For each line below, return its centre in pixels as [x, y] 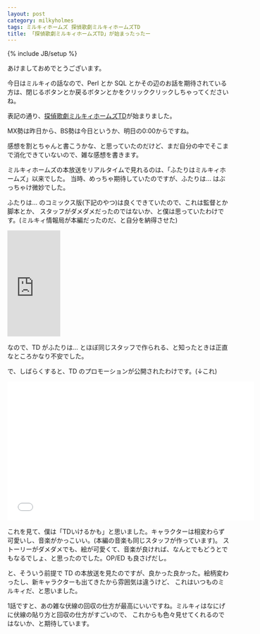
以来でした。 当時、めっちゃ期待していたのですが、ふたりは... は [125, 179]
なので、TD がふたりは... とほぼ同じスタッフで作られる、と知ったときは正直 [118, 348]
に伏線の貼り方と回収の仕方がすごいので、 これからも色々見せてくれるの [113, 615]
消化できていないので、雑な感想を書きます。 [78, 155]
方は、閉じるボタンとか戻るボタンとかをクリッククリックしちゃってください [118, 92]
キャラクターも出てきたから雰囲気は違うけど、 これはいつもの [128, 582]
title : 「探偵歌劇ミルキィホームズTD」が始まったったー [79, 34]
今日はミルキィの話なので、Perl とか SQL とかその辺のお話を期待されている [117, 83]
